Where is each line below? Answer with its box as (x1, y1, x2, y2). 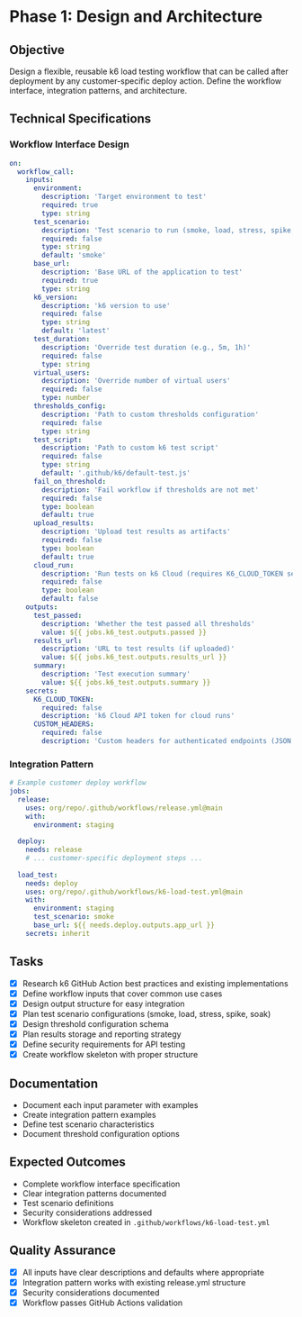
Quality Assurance (9, 1243, 117, 1258)
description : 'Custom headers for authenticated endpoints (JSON (41, 737, 292, 746)
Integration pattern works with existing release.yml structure (22, 1276, 246, 1287)
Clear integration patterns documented (22, 1187, 167, 1199)
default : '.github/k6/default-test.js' (41, 468, 191, 478)
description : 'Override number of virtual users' (41, 377, 231, 386)
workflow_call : (17, 167, 75, 177)
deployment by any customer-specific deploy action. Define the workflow (9, 76, 282, 86)
